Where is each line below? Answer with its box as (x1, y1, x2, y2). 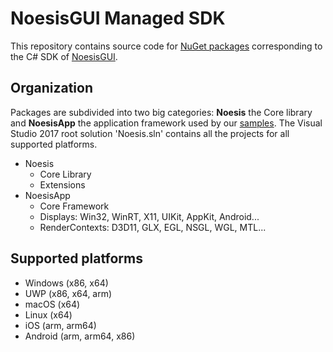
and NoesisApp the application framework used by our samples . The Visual (10, 117, 323, 129)
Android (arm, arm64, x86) (24, 330, 136, 342)
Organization (10, 80, 93, 97)
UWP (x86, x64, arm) (24, 287, 113, 299)
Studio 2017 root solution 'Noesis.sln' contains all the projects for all (10, 127, 290, 139)
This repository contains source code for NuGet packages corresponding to (10, 40, 323, 52)
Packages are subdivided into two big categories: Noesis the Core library (10, 106, 313, 118)
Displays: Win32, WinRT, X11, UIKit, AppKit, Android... (39, 210, 260, 222)
